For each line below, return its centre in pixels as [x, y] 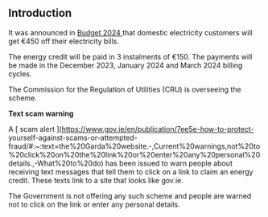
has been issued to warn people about [169, 163]
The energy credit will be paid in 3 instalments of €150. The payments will [130, 56]
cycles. [20, 74]
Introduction [40, 13]
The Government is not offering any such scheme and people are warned [130, 195]
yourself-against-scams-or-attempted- [73, 137]
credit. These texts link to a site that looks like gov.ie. [96, 180]
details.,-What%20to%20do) [56, 163]
